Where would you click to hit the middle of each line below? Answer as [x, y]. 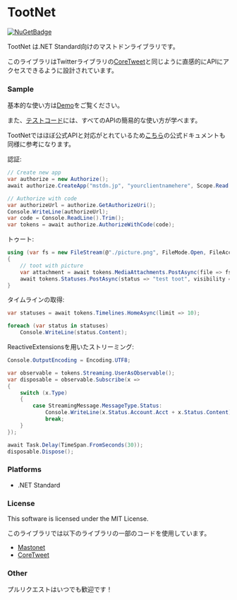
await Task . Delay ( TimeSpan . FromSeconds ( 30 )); [75, 445]
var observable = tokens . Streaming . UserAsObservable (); [91, 373]
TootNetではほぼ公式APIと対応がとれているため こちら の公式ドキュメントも [116, 136]
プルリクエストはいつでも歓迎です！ [60, 589]
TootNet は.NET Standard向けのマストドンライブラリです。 [93, 46]
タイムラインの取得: [36, 300]
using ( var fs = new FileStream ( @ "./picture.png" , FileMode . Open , [107, 253]
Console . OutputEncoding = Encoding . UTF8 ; [69, 360]
